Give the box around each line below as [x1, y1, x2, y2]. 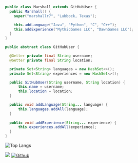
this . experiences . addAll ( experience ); [18, 125, 97, 130]
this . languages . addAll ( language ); [18, 107, 89, 112]
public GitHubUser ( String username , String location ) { [9, 80, 125, 85]
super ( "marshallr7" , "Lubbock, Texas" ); [14, 14, 97, 18]
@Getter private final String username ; [9, 53, 93, 58]
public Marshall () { [9, 9, 51, 14]
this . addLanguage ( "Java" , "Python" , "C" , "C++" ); [14, 22, 117, 27]
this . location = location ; [18, 89, 73, 94]
